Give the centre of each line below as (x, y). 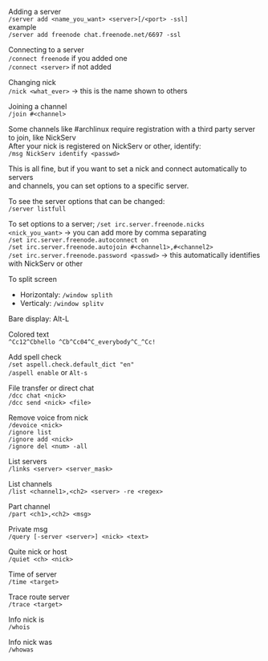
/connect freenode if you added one (68, 58)
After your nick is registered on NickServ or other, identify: (105, 146)
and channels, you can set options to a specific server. (99, 186)
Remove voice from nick (48, 418)
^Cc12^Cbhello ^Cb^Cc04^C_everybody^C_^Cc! (82, 342)
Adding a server (35, 12)
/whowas (21, 650)
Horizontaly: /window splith (66, 295)
